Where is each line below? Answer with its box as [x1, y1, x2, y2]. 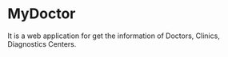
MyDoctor [7, 5, 76, 23]
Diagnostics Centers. [7, 39, 77, 48]
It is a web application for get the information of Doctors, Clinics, [7, 31, 221, 40]
